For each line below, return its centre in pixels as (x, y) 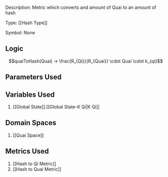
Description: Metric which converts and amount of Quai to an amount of (81, 7)
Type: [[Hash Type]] (26, 23)
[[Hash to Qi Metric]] (34, 164)
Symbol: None (20, 32)
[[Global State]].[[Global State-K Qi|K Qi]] (56, 107)
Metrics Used (27, 151)
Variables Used (30, 94)
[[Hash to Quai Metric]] (37, 169)
